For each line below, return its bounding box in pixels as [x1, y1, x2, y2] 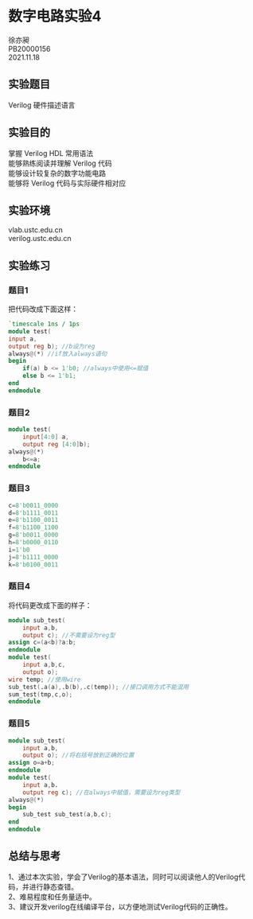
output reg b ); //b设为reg [8, 342, 95, 350]
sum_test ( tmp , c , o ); [8, 690, 73, 699]
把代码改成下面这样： [8, 304, 78, 314]
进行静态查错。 [29, 882, 78, 891]
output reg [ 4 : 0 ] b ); [22, 440, 91, 448]
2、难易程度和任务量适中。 [8, 892, 97, 901]
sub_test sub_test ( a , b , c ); [22, 811, 112, 819]
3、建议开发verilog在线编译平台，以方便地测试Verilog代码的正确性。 [8, 901, 232, 911]
